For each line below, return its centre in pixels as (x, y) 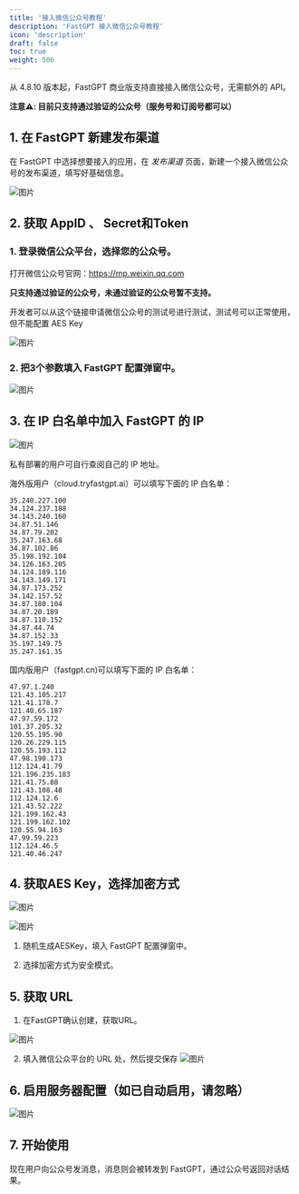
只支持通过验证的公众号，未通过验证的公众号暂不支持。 (112, 293)
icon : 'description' (48, 35)
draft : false (34, 43)
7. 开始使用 (39, 1145)
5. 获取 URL (41, 996)
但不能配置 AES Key (46, 323)
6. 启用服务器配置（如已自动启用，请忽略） (130, 1090)
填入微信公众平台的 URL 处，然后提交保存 (100, 1059)
